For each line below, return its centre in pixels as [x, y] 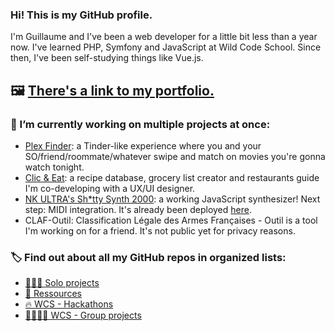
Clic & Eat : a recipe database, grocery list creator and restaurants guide [172, 177]
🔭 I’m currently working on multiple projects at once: [140, 124]
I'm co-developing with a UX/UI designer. [110, 188]
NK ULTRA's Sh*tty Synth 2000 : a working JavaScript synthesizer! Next [172, 199]
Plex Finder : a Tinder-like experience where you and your [143, 145]
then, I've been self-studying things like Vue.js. [107, 58]
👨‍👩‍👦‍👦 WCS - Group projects [83, 315]
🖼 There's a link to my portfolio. [112, 90]
